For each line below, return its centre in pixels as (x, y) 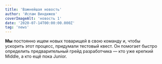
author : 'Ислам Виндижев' (31, 14)
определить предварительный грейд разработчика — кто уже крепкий (79, 51)
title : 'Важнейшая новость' (34, 9)
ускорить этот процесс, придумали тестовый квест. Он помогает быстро (81, 46)
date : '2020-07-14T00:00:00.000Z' (40, 23)
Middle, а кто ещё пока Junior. (36, 56)
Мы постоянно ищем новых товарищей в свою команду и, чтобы (73, 41)
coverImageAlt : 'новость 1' (34, 18)
